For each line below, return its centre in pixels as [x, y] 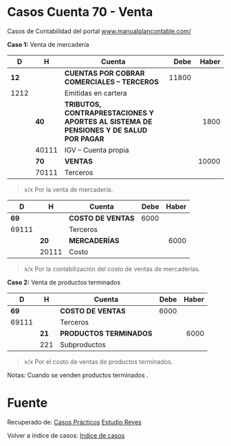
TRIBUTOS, [83, 104]
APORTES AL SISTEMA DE [108, 122]
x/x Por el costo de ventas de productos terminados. [98, 361]
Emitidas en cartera [96, 93]
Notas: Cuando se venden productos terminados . [78, 375]
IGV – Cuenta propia [97, 150]
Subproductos [83, 345]
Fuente [27, 403]
